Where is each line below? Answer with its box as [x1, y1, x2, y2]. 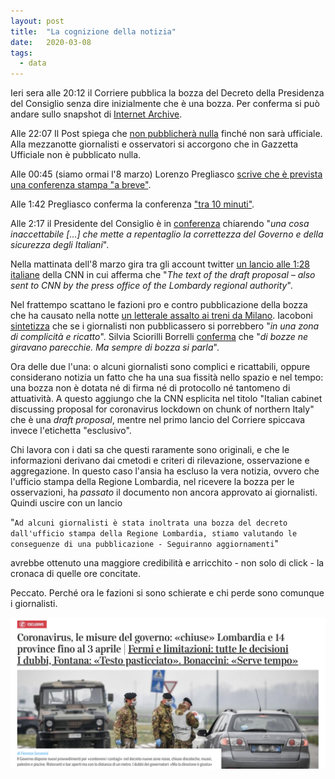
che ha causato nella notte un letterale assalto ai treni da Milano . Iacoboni [10, 310, 313, 322]
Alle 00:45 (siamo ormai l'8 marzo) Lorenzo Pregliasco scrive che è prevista [10, 168, 323, 180]
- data [19, 58, 47, 69]
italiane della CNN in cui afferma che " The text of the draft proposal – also [10, 269, 316, 281]
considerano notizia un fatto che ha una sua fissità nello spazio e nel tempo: [10, 371, 324, 384]
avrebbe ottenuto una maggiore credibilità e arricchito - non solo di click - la [10, 557, 325, 569]
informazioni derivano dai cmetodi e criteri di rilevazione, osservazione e [10, 455, 310, 467]
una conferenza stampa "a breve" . [10, 179, 152, 191]
